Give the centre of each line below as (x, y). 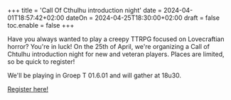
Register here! (28, 89)
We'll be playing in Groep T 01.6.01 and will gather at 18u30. (95, 75)
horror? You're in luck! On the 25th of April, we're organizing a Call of (108, 46)
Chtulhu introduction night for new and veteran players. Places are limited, (116, 54)
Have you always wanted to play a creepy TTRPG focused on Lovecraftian (116, 39)
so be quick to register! (41, 62)
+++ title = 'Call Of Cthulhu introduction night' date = (85, 10)
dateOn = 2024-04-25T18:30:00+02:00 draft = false (143, 18)
